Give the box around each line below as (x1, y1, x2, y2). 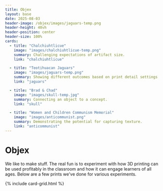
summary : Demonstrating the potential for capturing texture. (14, 120, 143, 124)
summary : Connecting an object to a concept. (14, 97, 108, 102)
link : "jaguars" (14, 79, 47, 84)
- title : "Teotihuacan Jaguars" (9, 66, 75, 70)
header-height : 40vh (5, 25, 47, 30)
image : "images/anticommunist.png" (14, 115, 86, 120)
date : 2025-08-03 (5, 16, 40, 21)
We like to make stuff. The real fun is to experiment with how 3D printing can (5, 161, 159, 167)
